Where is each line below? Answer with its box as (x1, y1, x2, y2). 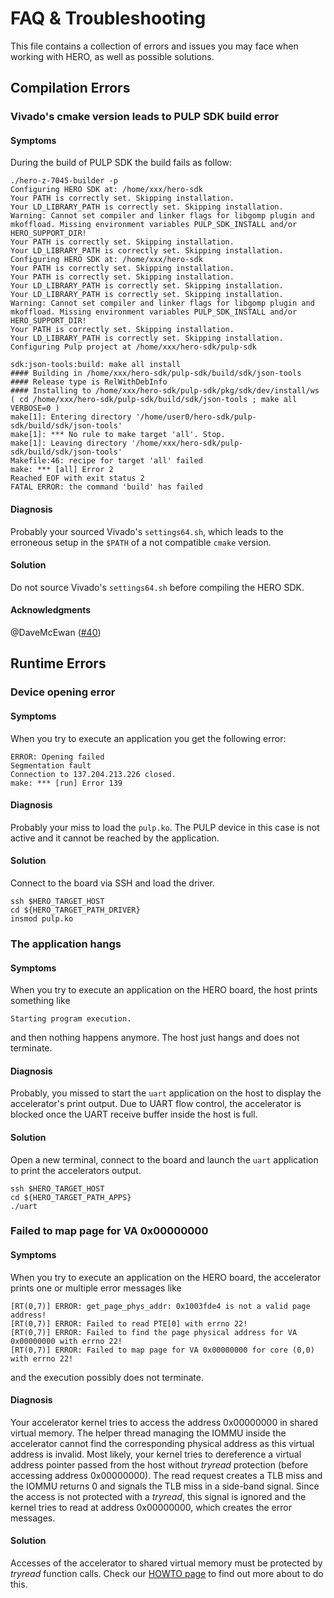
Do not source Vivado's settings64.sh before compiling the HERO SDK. (10, 581, 305, 593)
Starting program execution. (10, 1014, 132, 1024)
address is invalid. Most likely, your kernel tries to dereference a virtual (10, 1448, 302, 1460)
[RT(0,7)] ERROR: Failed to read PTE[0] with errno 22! (10, 1318, 248, 1329)
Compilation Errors (10, 80, 131, 97)
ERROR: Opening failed (10, 752, 105, 762)
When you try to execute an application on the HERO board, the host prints (10, 984, 318, 996)
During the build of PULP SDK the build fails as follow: (10, 157, 232, 169)
